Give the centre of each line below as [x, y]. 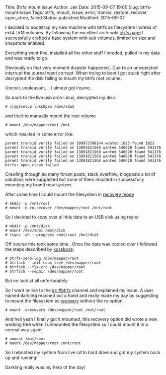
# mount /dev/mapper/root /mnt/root [43, 343]
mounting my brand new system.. [39, 185]
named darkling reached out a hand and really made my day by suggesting [82, 296]
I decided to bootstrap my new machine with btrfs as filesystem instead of [81, 27]
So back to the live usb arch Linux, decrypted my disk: [61, 97]
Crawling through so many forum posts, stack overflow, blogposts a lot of [80, 174]
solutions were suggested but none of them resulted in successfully [75, 179]
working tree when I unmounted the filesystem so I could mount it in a [77, 324]
